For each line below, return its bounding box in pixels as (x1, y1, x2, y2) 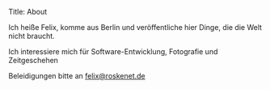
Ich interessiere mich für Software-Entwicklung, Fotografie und (8, 47, 218, 56)
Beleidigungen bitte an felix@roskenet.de (8, 71, 146, 80)
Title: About (8, 7, 48, 16)
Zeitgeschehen (8, 56, 59, 65)
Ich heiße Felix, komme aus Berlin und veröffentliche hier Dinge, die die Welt (8, 23, 263, 32)
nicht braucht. (8, 32, 55, 40)
